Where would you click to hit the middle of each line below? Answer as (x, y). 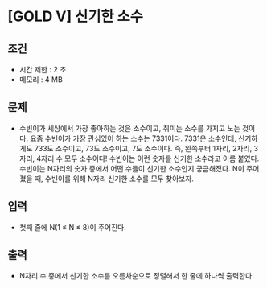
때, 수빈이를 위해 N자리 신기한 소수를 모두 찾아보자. (114, 179)
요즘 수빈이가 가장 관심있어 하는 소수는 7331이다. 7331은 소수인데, (133, 138)
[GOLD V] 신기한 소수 (76, 16)
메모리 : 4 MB (41, 80)
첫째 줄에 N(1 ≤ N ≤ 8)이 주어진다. (72, 227)
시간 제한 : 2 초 (43, 70)
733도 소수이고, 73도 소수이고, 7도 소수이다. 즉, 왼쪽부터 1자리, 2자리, (143, 148)
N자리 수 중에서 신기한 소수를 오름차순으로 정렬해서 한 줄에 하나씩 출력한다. (136, 276)
